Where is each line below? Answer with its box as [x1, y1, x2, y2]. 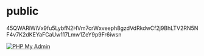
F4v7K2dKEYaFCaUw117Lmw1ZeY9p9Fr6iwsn [6, 30, 122, 38]
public [6, 4, 39, 18]
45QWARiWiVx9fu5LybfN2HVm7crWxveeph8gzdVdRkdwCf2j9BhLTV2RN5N [6, 24, 199, 32]
